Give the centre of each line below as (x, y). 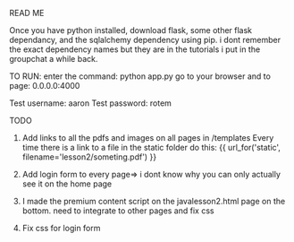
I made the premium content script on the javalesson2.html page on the (154, 201)
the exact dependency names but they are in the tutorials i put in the (135, 49)
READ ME (27, 13)
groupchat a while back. (54, 59)
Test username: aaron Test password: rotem (91, 103)
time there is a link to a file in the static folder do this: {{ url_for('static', (151, 147)
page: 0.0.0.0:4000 (45, 86)
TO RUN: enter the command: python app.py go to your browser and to (140, 76)
